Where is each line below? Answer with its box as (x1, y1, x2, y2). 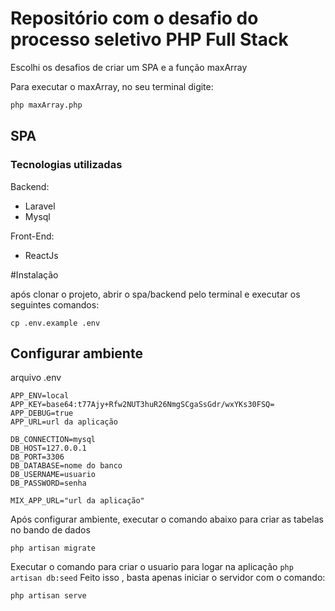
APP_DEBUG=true (10, 408, 74, 419)
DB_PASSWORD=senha (10, 478, 87, 489)
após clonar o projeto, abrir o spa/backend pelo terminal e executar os (10, 288, 301, 300)
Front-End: (10, 230, 55, 242)
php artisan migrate (10, 543, 97, 554)
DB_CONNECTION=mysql (10, 435, 97, 445)
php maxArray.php (10, 100, 83, 110)
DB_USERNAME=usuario (10, 470, 97, 480)
